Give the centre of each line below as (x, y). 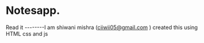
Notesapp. (33, 11)
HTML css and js (27, 33)
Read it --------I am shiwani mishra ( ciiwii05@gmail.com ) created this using (102, 27)
